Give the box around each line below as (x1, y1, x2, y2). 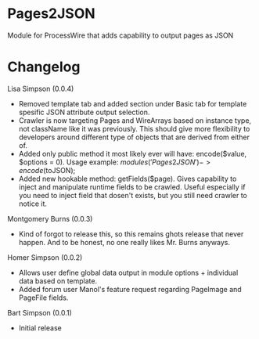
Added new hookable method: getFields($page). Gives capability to (18, 174, 237, 183)
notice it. (18, 199, 48, 208)
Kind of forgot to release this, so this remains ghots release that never (18, 229, 244, 239)
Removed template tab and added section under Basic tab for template (18, 99, 247, 108)
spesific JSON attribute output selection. (18, 107, 150, 117)
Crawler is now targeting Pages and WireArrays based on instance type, (18, 115, 252, 125)
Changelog (7, 58, 81, 76)
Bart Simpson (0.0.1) (7, 308, 72, 317)
